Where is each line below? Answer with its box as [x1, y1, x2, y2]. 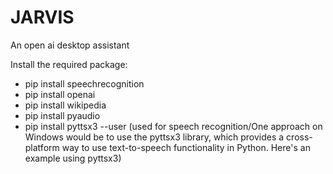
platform [24, 141, 60, 153]
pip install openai [24, 88, 96, 100]
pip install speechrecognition [24, 77, 145, 90]
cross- [286, 131, 313, 143]
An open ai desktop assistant [10, 39, 130, 51]
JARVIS [10, 6, 75, 29]
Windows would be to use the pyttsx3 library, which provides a [24, 131, 285, 143]
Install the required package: [10, 58, 128, 70]
